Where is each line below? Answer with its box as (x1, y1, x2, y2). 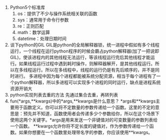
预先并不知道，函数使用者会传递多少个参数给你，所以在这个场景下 (23, 110, 159, 116)
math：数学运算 (17, 29, 50, 35)
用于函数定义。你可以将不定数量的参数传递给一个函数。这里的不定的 (14, 104, 155, 110)
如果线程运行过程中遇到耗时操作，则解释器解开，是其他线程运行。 (19, 60, 155, 66)
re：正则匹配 (17, 23, 44, 29)
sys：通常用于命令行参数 (17, 17, 69, 22)
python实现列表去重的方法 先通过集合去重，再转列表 (10, 92, 118, 97)
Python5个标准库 (10, 4, 45, 10)
